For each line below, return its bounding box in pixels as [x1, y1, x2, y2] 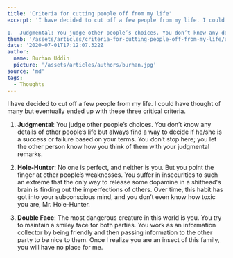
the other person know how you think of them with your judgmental [17, 143, 210, 151]
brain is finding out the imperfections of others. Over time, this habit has [17, 185, 223, 194]
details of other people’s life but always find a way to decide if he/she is [17, 128, 222, 136]
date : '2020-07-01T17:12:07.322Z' [7, 42, 107, 49]
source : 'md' [7, 67, 45, 75]
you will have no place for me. [17, 243, 103, 252]
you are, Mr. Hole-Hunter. [17, 200, 90, 209]
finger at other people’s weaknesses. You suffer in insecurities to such [17, 171, 218, 179]
